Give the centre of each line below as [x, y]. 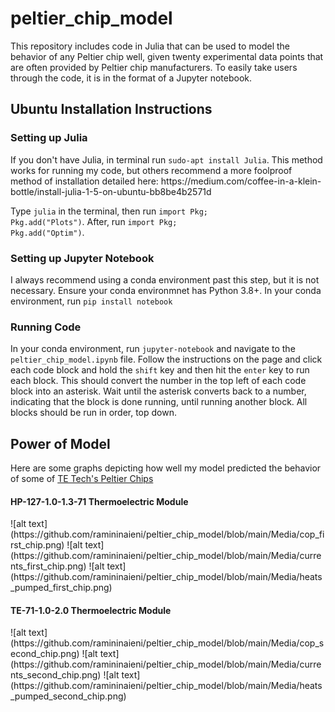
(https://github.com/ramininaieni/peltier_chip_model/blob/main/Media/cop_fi [167, 534]
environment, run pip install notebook [91, 301]
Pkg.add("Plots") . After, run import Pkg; [94, 221]
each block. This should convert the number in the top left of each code [158, 381]
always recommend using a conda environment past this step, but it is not [167, 279]
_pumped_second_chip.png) [68, 696]
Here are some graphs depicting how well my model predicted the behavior [166, 468]
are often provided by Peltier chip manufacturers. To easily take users [154, 67]
